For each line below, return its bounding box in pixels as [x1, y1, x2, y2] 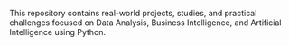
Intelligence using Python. [9, 27, 107, 37]
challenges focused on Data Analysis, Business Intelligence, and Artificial [9, 17, 282, 28]
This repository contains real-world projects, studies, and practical [9, 8, 257, 18]
